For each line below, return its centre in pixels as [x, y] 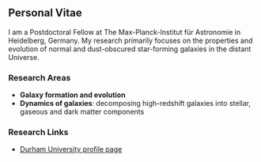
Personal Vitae [45, 13]
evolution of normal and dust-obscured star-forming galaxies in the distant [130, 49]
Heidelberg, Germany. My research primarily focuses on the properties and [130, 40]
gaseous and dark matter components [82, 112]
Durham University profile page [71, 149]
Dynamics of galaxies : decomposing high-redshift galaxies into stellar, [135, 104]
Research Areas [40, 77]
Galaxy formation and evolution [72, 95]
